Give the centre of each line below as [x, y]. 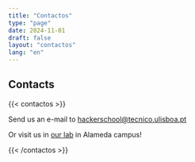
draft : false [30, 38]
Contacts [32, 85]
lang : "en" [26, 52]
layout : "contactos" [42, 45]
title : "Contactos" [40, 15]
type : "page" [30, 23]
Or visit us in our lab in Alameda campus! [75, 134]
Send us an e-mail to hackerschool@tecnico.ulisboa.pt [97, 119]
